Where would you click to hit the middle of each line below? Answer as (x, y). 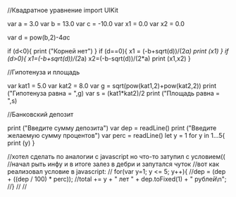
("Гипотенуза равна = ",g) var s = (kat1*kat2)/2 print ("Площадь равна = (114, 93)
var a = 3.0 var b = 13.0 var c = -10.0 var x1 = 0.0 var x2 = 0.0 (96, 24)
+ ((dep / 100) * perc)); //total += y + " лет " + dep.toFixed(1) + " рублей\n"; (117, 179)
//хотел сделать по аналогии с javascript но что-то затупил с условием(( (116, 157)
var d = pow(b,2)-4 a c (39, 37)
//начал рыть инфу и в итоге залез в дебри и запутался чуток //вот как (113, 164)
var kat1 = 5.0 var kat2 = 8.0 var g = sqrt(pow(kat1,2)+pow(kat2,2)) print (112, 86)
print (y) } (21, 143)
